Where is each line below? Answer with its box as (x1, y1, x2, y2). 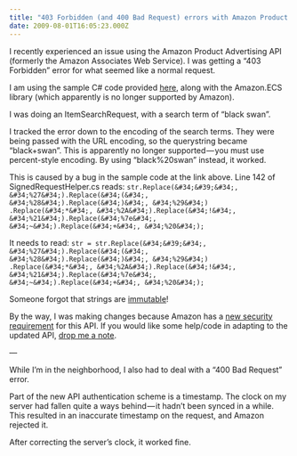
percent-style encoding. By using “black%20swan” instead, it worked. (9, 154, 267, 165)
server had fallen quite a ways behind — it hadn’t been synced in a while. (9, 400, 274, 411)
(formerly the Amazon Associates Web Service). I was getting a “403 (9, 55, 261, 66)
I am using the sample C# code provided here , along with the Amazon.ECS (9, 82, 283, 93)
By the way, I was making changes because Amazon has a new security (9, 311, 273, 322)
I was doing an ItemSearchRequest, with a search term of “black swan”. (9, 109, 271, 119)
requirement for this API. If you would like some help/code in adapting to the (9, 320, 288, 330)
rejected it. (9, 419, 49, 430)
